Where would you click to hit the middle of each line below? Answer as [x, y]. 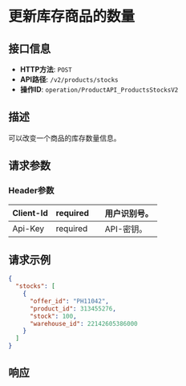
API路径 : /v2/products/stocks [69, 79]
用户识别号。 [129, 213]
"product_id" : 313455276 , [73, 309]
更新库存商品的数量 [72, 16]
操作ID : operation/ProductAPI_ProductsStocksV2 [99, 89]
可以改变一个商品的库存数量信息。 [65, 138]
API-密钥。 [126, 229]
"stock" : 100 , [53, 316]
